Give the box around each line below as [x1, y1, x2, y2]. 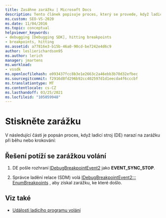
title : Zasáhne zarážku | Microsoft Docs [5, 7, 92, 12]
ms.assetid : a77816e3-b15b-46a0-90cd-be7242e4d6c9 [5, 44, 112, 49]
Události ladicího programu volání [12, 207, 81, 213]
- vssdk [5, 67, 21, 72]
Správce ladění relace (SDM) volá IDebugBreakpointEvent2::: [12, 174, 136, 180]
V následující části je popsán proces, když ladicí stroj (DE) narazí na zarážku [5, 132, 161, 138]
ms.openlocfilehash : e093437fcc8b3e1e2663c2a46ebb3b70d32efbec [5, 72, 138, 77]
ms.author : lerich [5, 53, 43, 58]
